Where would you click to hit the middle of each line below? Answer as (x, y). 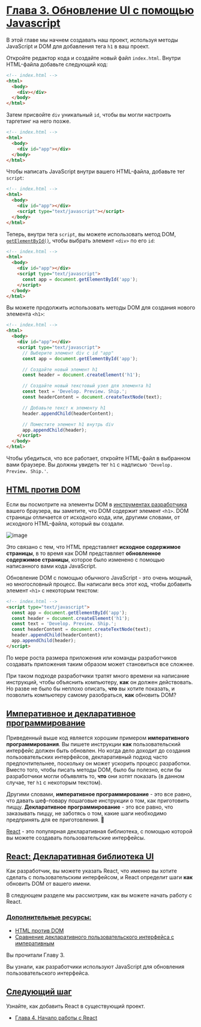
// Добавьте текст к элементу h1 (64, 408)
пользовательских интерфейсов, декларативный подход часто (87, 757)
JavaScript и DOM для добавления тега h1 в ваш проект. (78, 46)
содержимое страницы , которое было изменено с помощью (85, 559)
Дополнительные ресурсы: (49, 918)
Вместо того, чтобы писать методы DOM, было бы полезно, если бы (94, 770)
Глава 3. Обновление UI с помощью (100, 11)
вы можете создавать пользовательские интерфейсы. (76, 838)
